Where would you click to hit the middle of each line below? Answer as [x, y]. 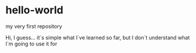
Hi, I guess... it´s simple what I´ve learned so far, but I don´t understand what [98, 37]
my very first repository [34, 26]
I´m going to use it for [31, 44]
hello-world [35, 10]
